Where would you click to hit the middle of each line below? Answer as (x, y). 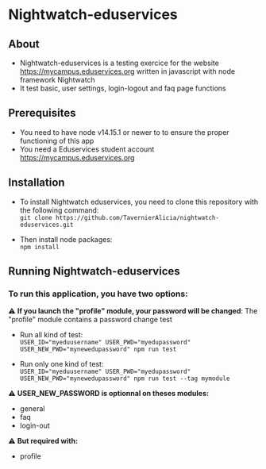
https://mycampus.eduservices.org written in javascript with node (127, 71)
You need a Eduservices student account (87, 149)
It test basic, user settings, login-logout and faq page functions (123, 88)
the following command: (59, 210)
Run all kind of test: (51, 335)
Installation (37, 183)
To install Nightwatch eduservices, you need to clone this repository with (139, 202)
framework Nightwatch (57, 80)
